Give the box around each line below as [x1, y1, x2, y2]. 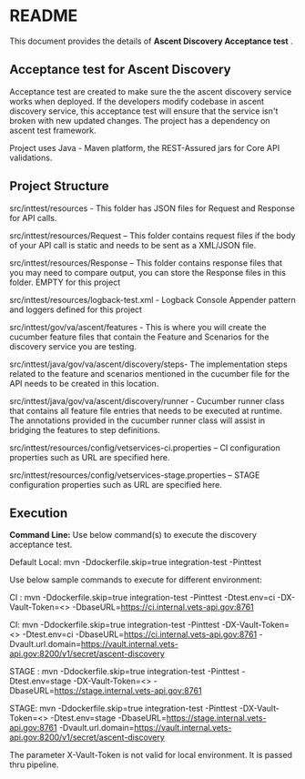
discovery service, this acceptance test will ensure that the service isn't [9, 106, 279, 116]
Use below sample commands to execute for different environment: [9, 574, 262, 585]
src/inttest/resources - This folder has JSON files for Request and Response [9, 202, 296, 214]
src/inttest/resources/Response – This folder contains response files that [9, 257, 283, 268]
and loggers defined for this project [9, 304, 143, 315]
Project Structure [9, 178, 109, 194]
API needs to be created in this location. [9, 378, 159, 389]
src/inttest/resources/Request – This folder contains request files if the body [9, 229, 296, 241]
